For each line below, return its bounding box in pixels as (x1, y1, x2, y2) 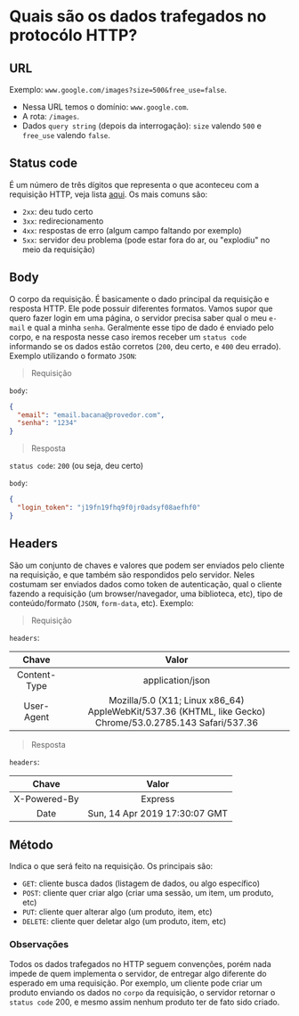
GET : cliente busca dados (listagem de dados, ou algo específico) (21, 878, 261, 889)
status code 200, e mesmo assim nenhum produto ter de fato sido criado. (9, 996, 280, 1007)
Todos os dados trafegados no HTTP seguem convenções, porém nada (9, 958, 271, 969)
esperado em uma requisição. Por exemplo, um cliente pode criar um (9, 978, 263, 988)
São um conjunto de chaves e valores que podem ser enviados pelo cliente (9, 560, 285, 570)
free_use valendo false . (21, 130, 111, 140)
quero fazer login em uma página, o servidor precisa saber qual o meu (9, 312, 267, 323)
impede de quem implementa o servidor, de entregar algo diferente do (9, 968, 267, 979)
